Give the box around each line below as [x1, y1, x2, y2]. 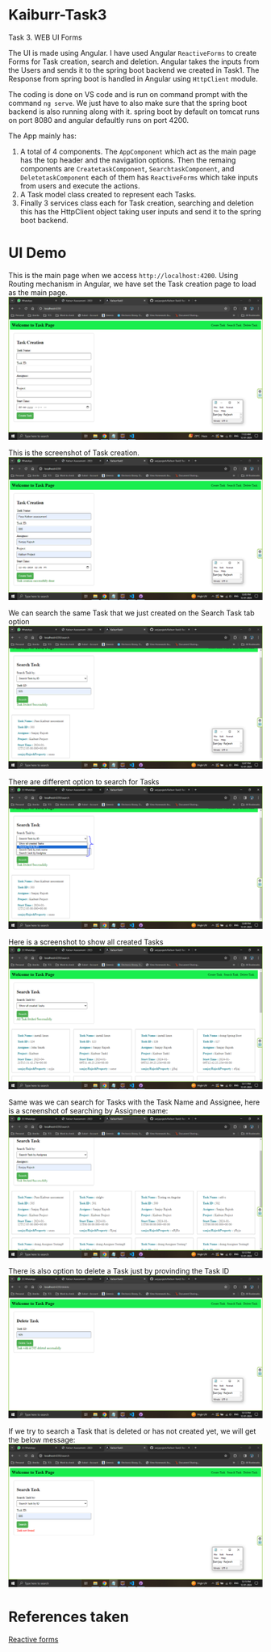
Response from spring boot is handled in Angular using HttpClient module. [8, 74, 258, 83]
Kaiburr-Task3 [8, 6, 107, 24]
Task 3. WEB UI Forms [8, 32, 82, 42]
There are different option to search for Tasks [8, 776, 160, 786]
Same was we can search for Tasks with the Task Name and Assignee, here [8, 1097, 261, 1107]
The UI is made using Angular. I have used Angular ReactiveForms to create [8, 48, 256, 57]
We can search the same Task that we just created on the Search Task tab [8, 608, 255, 618]
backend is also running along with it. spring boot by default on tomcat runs [8, 107, 260, 116]
